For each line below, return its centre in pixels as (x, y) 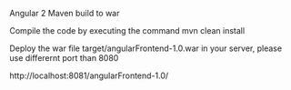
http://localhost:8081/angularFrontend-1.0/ (89, 75)
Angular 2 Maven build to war (65, 13)
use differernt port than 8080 (64, 58)
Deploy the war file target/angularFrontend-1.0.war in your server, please (146, 48)
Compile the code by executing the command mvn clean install (127, 30)
